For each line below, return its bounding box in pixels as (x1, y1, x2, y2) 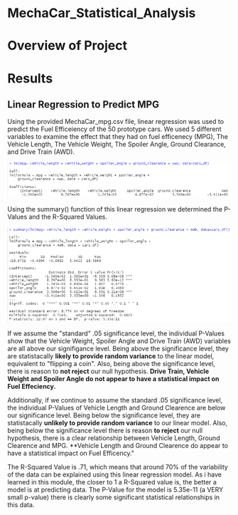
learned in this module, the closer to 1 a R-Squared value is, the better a (7, 477, 217, 486)
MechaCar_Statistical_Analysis (7, 5, 196, 21)
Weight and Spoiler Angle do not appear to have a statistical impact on (7, 374, 220, 383)
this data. (7, 500, 35, 509)
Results (7, 70, 53, 86)
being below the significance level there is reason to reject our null (7, 426, 203, 435)
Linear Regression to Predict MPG (7, 98, 160, 110)
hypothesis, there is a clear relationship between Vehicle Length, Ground (7, 433, 220, 442)
